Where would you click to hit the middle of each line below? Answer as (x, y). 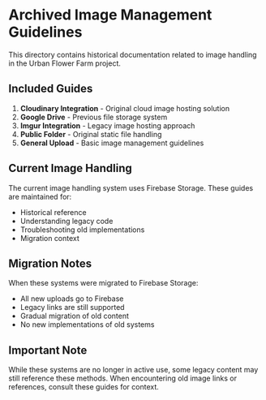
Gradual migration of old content (75, 316)
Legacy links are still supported (72, 308)
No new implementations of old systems (87, 325)
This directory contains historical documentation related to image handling (133, 54)
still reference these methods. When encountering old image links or (123, 378)
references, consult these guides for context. (84, 387)
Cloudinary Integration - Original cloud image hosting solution (125, 108)
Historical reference (53, 212)
